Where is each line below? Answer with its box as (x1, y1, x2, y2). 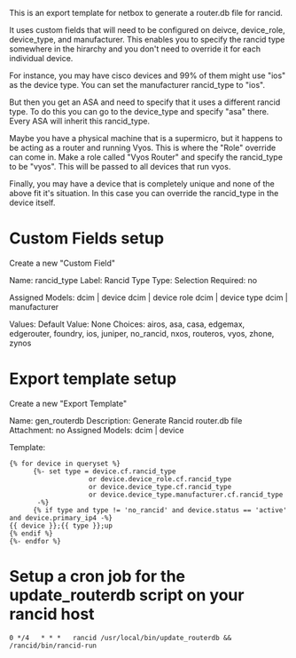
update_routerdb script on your (9, 585, 245, 606)
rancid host (9, 604, 95, 624)
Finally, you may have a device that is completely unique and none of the (9, 178, 275, 189)
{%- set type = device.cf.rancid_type (32, 466, 176, 476)
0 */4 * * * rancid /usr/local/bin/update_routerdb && (9, 633, 232, 642)
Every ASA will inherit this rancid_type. (9, 115, 151, 126)
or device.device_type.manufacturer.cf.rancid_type (88, 490, 284, 499)
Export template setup (9, 369, 177, 389)
